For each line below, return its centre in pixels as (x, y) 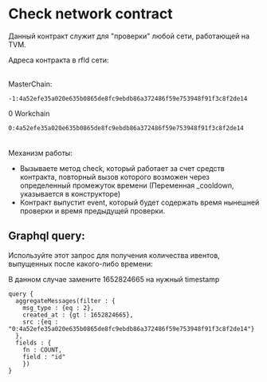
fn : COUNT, (42, 350)
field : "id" (44, 356)
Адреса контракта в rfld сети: (59, 60)
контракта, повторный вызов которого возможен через (114, 177)
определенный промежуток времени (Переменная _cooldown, (127, 185)
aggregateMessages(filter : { (65, 300)
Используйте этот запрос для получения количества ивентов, (114, 255)
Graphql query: (47, 236)
